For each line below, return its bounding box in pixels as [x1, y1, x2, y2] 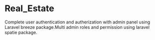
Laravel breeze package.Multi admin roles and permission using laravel [4, 24, 150, 30]
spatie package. [4, 29, 38, 35]
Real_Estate [4, 3, 54, 14]
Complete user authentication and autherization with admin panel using [4, 19, 151, 25]
